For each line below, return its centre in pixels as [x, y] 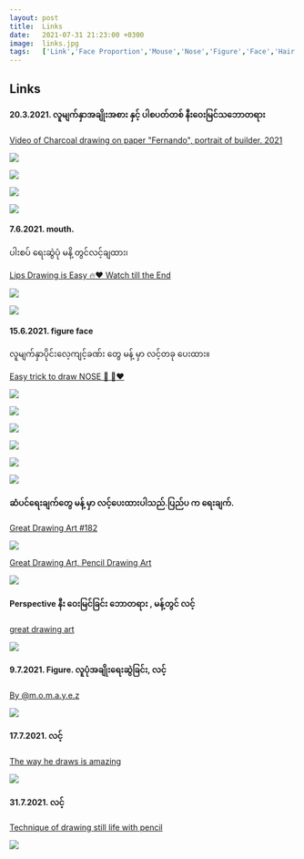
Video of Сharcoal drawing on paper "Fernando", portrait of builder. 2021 [146, 140]
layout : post [34, 18]
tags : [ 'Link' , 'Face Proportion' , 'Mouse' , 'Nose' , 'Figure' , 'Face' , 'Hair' [154, 52]
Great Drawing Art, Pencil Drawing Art [81, 563]
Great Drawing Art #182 [54, 528]
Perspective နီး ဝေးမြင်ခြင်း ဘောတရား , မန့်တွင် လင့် [102, 603]
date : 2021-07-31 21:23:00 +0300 [77, 35]
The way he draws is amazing [65, 761]
